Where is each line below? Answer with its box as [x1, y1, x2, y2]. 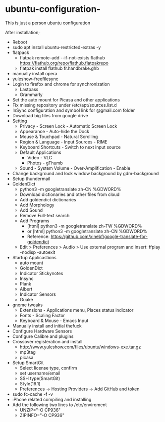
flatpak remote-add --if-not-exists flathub [19, 54, 105, 60]
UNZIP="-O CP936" [19, 407, 61, 413]
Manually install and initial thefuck [12, 323, 82, 328]
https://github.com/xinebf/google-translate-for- [50, 234, 148, 239]
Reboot [12, 39, 27, 45]
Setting [12, 118, 27, 124]
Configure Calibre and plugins [12, 333, 74, 339]
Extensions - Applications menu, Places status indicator [19, 307, 134, 313]
